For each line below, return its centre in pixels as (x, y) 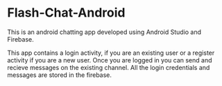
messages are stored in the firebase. (60, 75)
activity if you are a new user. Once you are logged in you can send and (110, 60)
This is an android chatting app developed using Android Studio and (104, 32)
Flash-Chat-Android (66, 13)
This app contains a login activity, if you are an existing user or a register (111, 53)
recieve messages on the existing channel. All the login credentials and (109, 67)
